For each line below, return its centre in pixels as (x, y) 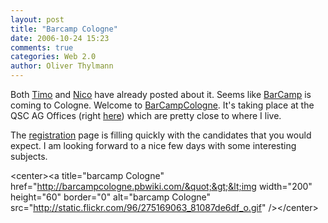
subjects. (29, 156)
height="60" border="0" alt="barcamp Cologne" (111, 197)
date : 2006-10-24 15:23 (60, 38)
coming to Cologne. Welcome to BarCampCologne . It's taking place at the (162, 105)
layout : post (37, 19)
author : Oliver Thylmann (62, 66)
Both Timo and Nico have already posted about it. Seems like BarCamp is (161, 94)
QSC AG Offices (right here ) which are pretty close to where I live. (146, 115)
